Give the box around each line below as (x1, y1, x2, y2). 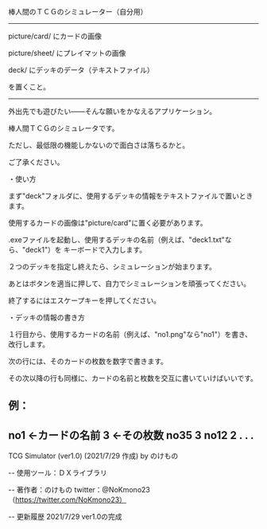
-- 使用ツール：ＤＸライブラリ (8, 468, 107, 478)
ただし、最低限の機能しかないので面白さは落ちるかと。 (8, 140, 189, 150)
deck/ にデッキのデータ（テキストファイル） (8, 65, 154, 74)
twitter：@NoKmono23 (74, 485, 151, 495)
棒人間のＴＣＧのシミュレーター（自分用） (8, 7, 148, 16)
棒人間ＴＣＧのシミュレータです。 (8, 123, 119, 133)
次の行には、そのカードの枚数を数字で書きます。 (8, 357, 168, 366)
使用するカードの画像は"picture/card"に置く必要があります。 (8, 218, 208, 227)
